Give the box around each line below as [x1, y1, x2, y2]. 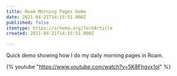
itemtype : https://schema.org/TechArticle [6, 25, 113, 31]
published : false [6, 19, 49, 25]
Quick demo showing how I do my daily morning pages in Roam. [6, 52, 163, 59]
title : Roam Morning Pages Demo [6, 8, 86, 15]
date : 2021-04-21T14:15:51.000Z [6, 14, 86, 20]
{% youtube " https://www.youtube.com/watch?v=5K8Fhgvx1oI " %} [6, 63, 171, 71]
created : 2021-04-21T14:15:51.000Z [6, 31, 94, 37]
